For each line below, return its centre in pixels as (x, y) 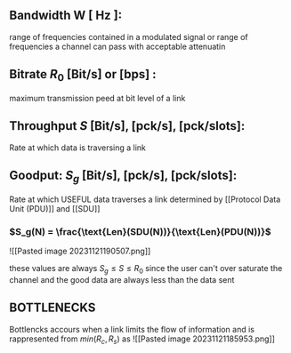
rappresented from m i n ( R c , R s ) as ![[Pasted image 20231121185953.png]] (142, 340)
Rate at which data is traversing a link (78, 148)
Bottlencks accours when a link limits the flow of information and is (132, 329)
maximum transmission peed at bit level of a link (97, 98)
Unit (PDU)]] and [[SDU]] (55, 208)
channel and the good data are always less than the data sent (122, 279)
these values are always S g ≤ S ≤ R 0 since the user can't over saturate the (146, 269)
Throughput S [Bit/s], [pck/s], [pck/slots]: (127, 126)
